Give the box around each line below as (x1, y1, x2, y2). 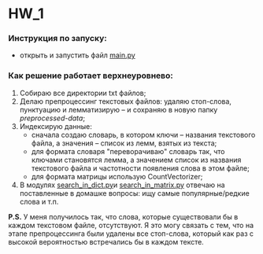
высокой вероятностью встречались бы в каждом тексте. (8, 237, 205, 246)
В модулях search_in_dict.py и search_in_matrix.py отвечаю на (19, 180, 226, 190)
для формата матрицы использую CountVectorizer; (31, 171, 203, 181)
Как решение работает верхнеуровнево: (8, 70, 173, 81)
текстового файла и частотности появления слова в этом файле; (31, 163, 250, 173)
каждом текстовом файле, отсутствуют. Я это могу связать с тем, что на (8, 220, 254, 230)
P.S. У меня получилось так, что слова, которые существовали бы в (8, 212, 239, 221)
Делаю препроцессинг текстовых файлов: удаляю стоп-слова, (19, 96, 232, 106)
